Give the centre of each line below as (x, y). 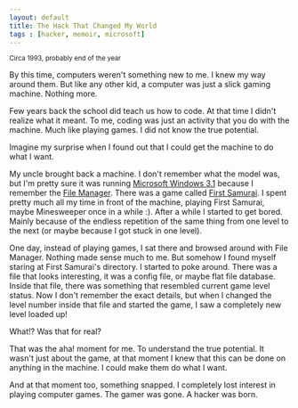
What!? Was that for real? (56, 331)
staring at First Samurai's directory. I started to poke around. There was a (143, 267)
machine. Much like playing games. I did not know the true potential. (134, 130)
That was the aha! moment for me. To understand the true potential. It (137, 349)
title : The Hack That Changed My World (83, 26)
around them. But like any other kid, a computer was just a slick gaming (140, 85)
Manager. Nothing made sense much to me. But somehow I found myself (143, 257)
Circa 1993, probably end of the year (65, 59)
